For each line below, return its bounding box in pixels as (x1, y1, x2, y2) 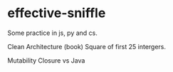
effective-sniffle (7, 5, 106, 21)
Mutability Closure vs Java (7, 56, 85, 65)
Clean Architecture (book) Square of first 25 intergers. (7, 42, 166, 51)
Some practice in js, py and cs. (7, 29, 98, 37)
